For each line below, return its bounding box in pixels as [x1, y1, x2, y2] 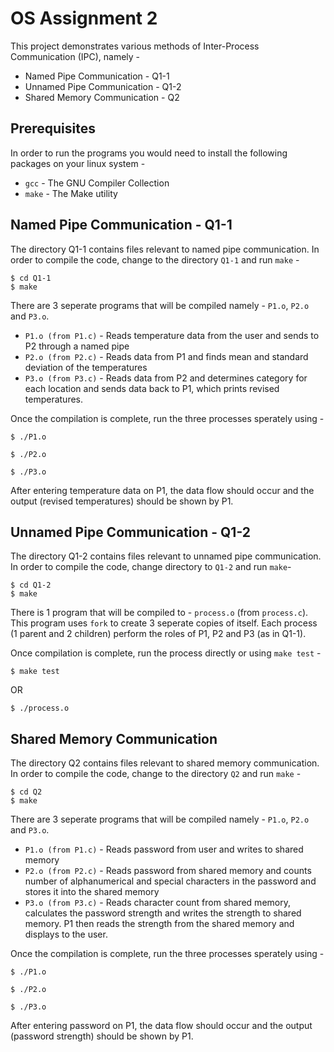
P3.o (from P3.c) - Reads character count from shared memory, [24, 897, 291, 909]
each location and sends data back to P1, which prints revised [24, 382, 280, 394]
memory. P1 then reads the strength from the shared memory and [24, 918, 295, 930]
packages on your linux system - [10, 157, 146, 169]
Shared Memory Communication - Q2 [24, 91, 180, 103]
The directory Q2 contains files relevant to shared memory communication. [10, 757, 320, 769]
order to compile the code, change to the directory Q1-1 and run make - [10, 253, 300, 266]
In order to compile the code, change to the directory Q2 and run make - [10, 768, 302, 780]
